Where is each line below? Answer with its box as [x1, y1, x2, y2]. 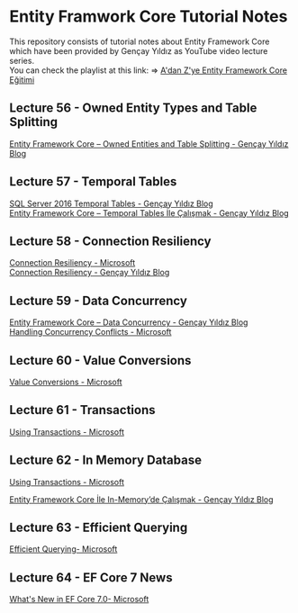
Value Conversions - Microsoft [9, 376, 122, 387]
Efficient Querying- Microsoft [9, 544, 118, 554]
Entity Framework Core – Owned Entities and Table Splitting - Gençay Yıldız [9, 138, 289, 149]
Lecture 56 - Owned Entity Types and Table [9, 101, 257, 116]
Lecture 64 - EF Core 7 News [9, 570, 173, 585]
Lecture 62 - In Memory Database [9, 453, 203, 468]
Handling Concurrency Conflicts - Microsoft [9, 327, 172, 338]
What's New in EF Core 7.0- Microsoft [9, 594, 149, 605]
